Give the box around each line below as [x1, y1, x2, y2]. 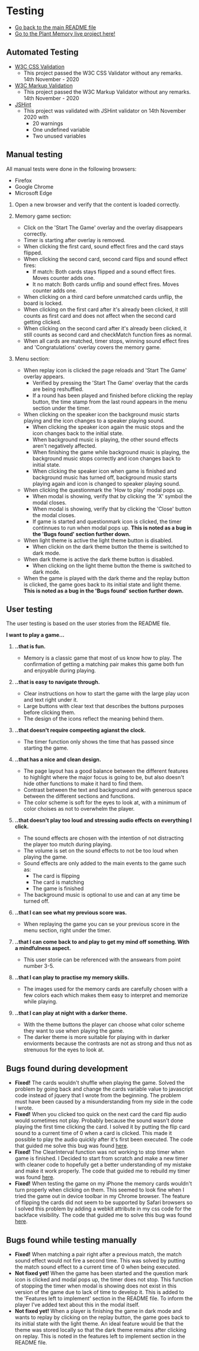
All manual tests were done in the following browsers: [6, 165, 137, 173]
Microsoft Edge [14, 189, 53, 196]
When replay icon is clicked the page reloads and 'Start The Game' [23, 367, 187, 374]
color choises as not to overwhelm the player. [23, 805, 135, 812]
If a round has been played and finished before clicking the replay [32, 391, 193, 399]
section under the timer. [32, 404, 91, 412]
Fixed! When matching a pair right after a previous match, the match [14, 1251, 182, 1258]
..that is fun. [14, 643, 46, 650]
